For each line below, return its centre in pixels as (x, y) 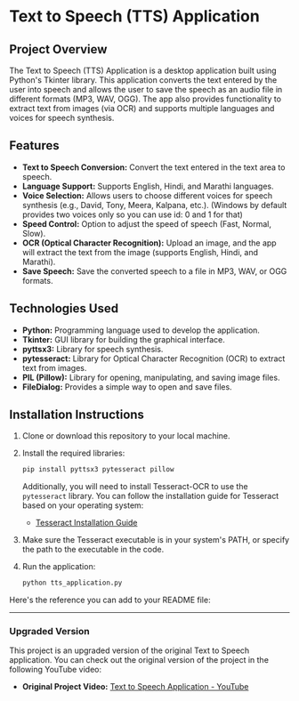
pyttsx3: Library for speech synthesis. (93, 349)
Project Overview (58, 49)
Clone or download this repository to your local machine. (126, 436)
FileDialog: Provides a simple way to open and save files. (127, 387)
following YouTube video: (56, 670)
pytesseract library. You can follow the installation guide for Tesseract (150, 496)
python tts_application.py (72, 583)
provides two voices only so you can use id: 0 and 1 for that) (132, 214)
